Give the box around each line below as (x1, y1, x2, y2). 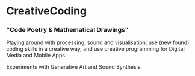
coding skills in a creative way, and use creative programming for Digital (6, 45, 185, 53)
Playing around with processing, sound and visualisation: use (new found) (6, 39, 190, 46)
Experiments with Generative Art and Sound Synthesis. (6, 63, 143, 71)
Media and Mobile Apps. (6, 52, 67, 59)
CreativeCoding (6, 4, 87, 18)
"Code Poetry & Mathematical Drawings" (6, 26, 129, 34)
